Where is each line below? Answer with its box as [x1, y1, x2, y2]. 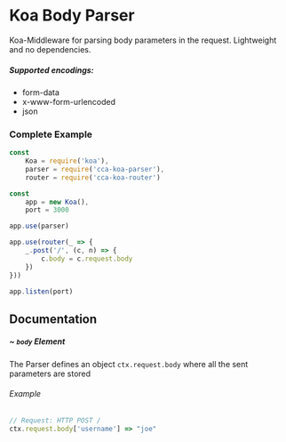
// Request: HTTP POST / [9, 416, 101, 425]
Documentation [9, 311, 98, 326]
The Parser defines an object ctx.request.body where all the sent [9, 358, 249, 369]
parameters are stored [9, 368, 91, 379]
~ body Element [9, 336, 66, 347]
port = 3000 [25, 205, 69, 214]
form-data [21, 86, 60, 98]
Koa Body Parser [9, 5, 135, 26]
